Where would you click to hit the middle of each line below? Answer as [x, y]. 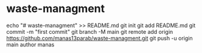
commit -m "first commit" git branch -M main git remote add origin [90, 31]
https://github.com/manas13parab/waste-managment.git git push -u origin [99, 38]
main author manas [30, 45]
